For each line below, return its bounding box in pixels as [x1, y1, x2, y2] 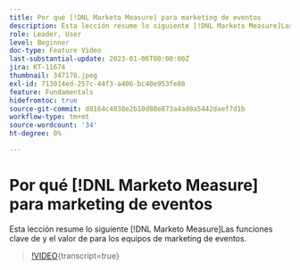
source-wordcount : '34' [9, 121, 98, 130]
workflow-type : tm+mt [9, 112, 90, 121]
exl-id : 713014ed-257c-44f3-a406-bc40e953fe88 [9, 79, 186, 88]
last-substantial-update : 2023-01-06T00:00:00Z [9, 54, 190, 63]
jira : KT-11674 [9, 63, 66, 72]
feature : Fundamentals [9, 87, 94, 96]
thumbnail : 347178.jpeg [9, 71, 98, 80]
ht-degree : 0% [9, 129, 62, 138]
